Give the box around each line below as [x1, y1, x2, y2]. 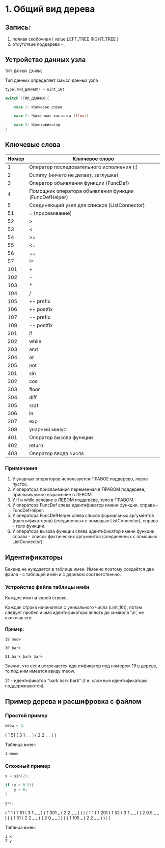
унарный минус [29, 426, 67, 433]
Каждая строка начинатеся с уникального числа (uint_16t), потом [5, 605, 142, 611]
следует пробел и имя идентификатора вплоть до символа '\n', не [5, 610, 144, 615]
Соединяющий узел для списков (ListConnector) [29, 202, 145, 208]
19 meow [5, 637, 21, 642]
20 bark [5, 645, 21, 651]
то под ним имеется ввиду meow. [5, 668, 75, 674]
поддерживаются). [5, 683, 45, 689]
